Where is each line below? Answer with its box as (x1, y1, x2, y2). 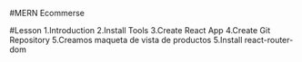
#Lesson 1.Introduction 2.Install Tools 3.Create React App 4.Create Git (9, 25, 271, 35)
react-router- (244, 35, 294, 45)
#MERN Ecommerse (9, 8, 85, 18)
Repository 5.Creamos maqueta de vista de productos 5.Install (9, 35, 243, 45)
